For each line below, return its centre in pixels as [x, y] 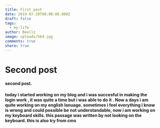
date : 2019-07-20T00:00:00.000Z [38, 14]
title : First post [24, 9]
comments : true [20, 41]
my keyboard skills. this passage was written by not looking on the [73, 115]
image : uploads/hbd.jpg [29, 37]
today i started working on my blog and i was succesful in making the [76, 95]
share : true [17, 46]
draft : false [18, 18]
